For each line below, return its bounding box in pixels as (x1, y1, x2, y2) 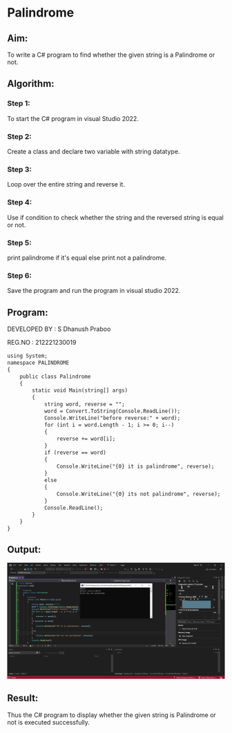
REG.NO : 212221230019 (7, 338, 77, 346)
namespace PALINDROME (7, 359, 70, 366)
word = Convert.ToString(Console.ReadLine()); (43, 408, 181, 415)
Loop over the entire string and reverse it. (7, 180, 126, 189)
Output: (7, 544, 41, 555)
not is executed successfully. (7, 718, 90, 726)
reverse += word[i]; (56, 435, 116, 442)
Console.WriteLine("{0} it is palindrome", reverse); (56, 463, 215, 470)
